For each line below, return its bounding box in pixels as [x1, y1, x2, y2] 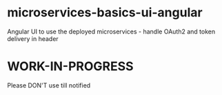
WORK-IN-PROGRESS [7, 59, 134, 74]
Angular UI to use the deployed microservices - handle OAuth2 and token [7, 27, 216, 36]
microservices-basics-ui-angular [7, 5, 203, 21]
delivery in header [7, 34, 59, 42]
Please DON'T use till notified [7, 81, 91, 90]
